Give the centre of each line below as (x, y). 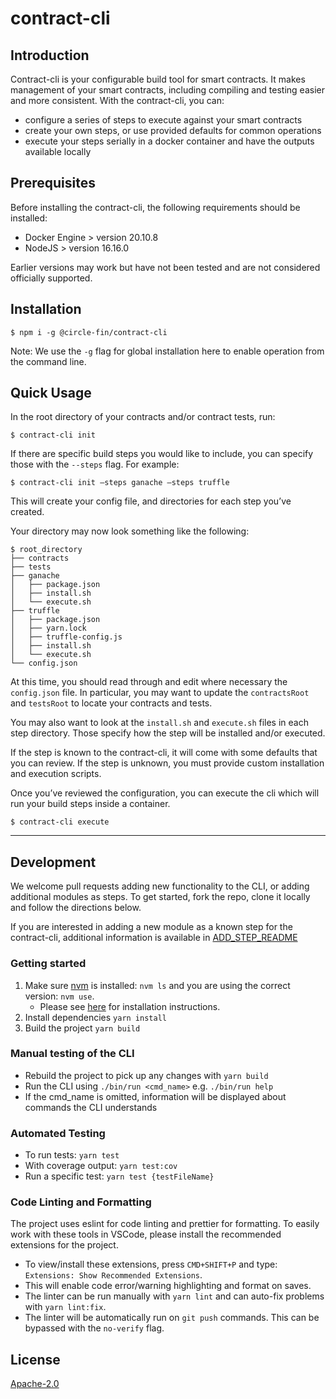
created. (27, 512)
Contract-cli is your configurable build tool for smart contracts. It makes (158, 79)
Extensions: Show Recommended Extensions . (113, 1275)
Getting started (48, 964)
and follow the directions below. (76, 908)
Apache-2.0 (35, 1384)
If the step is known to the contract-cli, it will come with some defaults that (164, 753)
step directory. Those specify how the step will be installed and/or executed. (168, 733)
